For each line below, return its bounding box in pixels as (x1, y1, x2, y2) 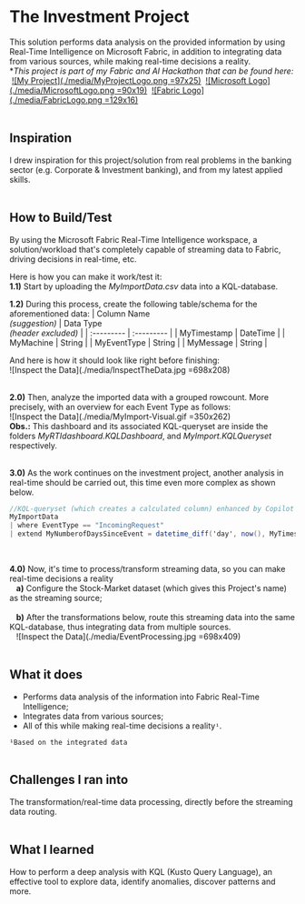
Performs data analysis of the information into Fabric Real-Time (22, 691, 261, 702)
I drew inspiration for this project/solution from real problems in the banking (9, 155, 292, 166)
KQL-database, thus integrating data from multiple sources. (9, 621, 231, 633)
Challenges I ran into (9, 772, 129, 788)
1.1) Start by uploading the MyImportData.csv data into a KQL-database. (9, 280, 279, 292)
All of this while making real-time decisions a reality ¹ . (22, 720, 222, 731)
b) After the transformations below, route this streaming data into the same (15, 612, 296, 623)
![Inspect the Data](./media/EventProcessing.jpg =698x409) (15, 631, 241, 642)
